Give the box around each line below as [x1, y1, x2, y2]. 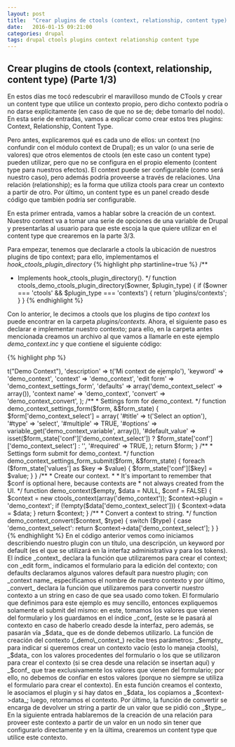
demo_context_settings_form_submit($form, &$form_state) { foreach [7, 456, 206, 465]
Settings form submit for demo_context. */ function [7, 449, 155, 457]
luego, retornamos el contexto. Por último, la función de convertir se [30, 696, 228, 704]
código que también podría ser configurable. [7, 195, 137, 204]
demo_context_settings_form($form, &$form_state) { [7, 404, 159, 412]
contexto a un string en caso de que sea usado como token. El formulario [7, 591, 220, 599]
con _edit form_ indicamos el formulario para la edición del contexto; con [7, 561, 218, 570]
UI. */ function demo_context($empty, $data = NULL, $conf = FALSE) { [7, 486, 212, 494]
